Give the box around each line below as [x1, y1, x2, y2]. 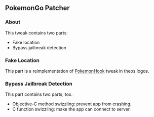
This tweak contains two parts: [5, 29, 68, 36]
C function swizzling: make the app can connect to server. [12, 106, 131, 112]
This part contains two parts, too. [5, 91, 73, 97]
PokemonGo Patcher [5, 4, 70, 12]
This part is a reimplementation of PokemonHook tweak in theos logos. [5, 68, 150, 74]
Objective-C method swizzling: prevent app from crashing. [12, 101, 132, 107]
